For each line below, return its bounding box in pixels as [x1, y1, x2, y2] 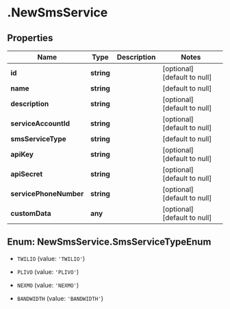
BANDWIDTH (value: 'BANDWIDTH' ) [16, 294, 104, 302]
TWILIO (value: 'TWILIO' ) [16, 254, 86, 262]
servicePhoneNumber [10, 189, 84, 198]
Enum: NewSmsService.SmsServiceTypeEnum [7, 236, 212, 248]
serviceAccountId [10, 119, 71, 128]
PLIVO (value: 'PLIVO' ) [16, 267, 79, 275]
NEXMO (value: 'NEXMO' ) [16, 281, 79, 289]
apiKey [10, 149, 34, 159]
